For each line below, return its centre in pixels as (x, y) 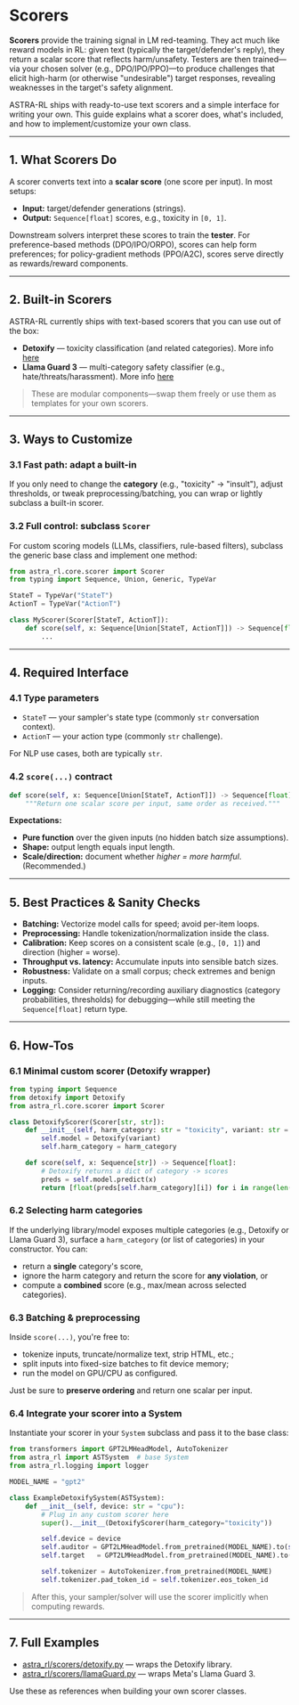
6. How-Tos (41, 1045)
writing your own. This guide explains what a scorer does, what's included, (146, 114)
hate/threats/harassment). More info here (98, 376)
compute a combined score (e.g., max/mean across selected (134, 1285)
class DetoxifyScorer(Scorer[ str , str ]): (87, 1122)
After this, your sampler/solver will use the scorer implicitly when (149, 1596)
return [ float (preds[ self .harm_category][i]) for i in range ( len (165, 1187)
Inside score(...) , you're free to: (70, 1337)
